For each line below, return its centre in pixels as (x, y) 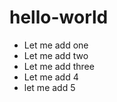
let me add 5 (49, 87)
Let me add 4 (51, 77)
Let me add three (59, 66)
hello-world (59, 17)
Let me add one (56, 45)
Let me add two (56, 55)
